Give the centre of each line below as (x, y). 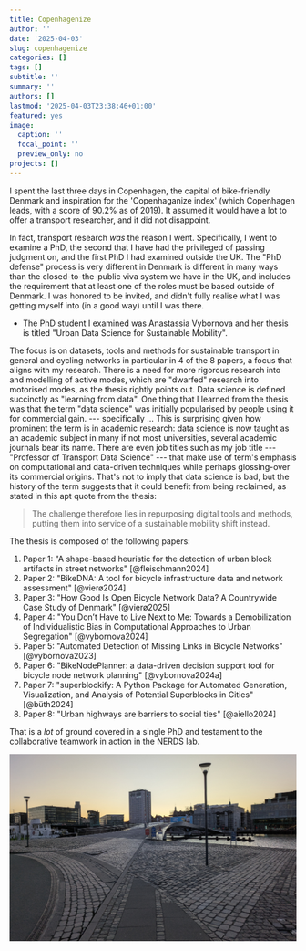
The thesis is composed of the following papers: (100, 541)
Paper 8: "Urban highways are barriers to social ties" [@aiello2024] (149, 714)
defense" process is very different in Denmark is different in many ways (144, 266)
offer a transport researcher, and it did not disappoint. (110, 220)
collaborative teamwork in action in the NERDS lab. (105, 741)
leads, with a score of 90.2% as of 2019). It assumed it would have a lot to (148, 210)
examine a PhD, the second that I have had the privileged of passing (138, 247)
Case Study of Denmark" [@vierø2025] (97, 607)
